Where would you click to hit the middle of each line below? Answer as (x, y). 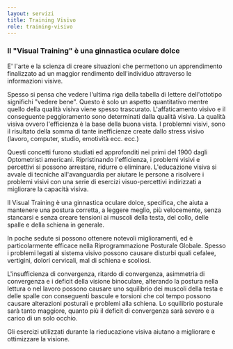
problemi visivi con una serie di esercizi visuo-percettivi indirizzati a (104, 181)
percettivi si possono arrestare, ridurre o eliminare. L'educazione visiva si (112, 167)
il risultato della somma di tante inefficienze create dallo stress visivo (106, 131)
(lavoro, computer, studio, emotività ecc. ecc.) (73, 138)
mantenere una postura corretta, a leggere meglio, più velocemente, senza (114, 210)
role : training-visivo (40, 26)
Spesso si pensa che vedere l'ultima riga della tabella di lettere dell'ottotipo (115, 94)
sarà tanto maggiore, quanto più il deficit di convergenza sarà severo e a (111, 311)
